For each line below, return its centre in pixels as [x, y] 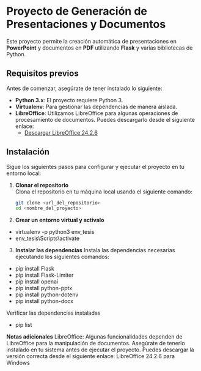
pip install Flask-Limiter [44, 275]
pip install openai [37, 282]
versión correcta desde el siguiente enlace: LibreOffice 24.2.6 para [91, 356]
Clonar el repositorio [42, 185]
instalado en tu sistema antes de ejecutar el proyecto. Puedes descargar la [100, 350]
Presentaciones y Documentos [86, 24]
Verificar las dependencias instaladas [53, 313]
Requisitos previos [42, 74]
